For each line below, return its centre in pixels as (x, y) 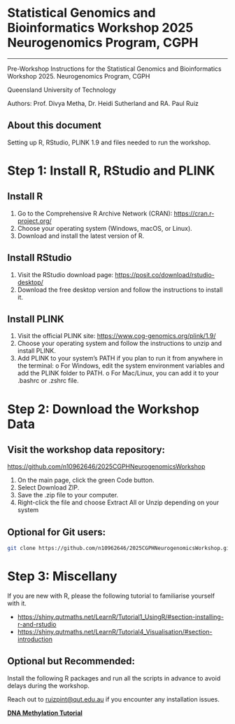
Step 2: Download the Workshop (103, 409)
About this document (54, 125)
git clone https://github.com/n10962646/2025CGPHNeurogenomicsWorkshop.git (120, 549)
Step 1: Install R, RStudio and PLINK (111, 170)
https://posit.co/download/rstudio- (165, 274)
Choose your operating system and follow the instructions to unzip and (120, 343)
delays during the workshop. (48, 685)
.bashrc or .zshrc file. (48, 381)
